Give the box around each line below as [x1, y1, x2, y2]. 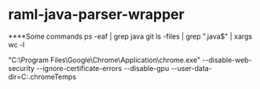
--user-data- [170, 63, 212, 72]
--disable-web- [202, 55, 253, 65]
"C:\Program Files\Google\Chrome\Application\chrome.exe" [8, 55, 201, 65]
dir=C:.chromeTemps [8, 72, 77, 81]
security [8, 63, 35, 72]
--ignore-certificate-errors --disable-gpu [36, 63, 170, 72]
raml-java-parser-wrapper [8, 6, 185, 24]
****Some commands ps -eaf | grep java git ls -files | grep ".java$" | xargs [8, 32, 253, 41]
